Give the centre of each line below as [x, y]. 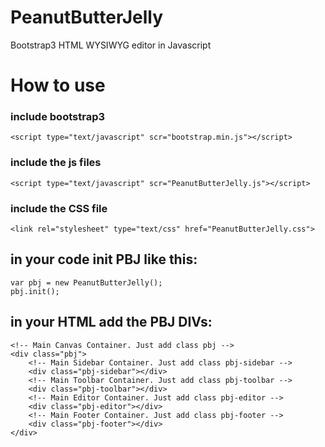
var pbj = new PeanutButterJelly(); [86, 282]
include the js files [56, 163]
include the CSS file [59, 208]
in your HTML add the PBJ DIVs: [111, 322]
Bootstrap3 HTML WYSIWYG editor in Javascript [111, 45]
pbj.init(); [35, 291]
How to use [58, 85]
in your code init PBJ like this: [104, 259]
